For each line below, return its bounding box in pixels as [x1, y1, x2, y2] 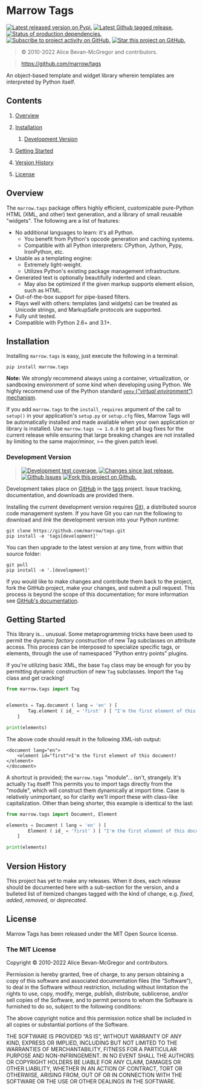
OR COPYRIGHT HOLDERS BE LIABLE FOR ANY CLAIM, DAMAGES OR [6, 1059, 181, 1066]
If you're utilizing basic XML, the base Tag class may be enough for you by [6, 661, 192, 669]
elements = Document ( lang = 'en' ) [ [6, 822, 107, 828]
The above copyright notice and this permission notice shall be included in [6, 1015, 192, 1022]
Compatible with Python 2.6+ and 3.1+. [14, 319, 112, 326]
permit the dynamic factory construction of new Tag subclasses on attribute [6, 637, 196, 644]
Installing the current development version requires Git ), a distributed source [6, 503, 197, 510]
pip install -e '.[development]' [6, 567, 91, 573]
